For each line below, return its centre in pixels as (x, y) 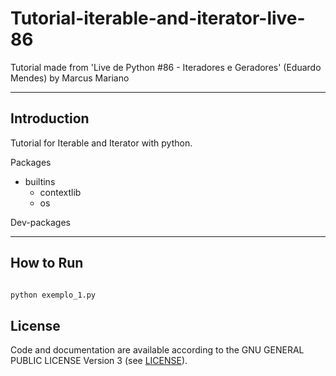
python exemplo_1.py (53, 295)
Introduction (50, 118)
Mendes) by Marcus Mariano (70, 78)
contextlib (60, 192)
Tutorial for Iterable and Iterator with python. (101, 143)
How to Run (47, 263)
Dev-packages (40, 222)
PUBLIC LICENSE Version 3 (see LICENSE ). (99, 361)
